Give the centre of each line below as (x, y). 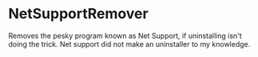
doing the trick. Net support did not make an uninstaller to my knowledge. (129, 44)
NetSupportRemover (79, 14)
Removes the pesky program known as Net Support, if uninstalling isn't (125, 36)
